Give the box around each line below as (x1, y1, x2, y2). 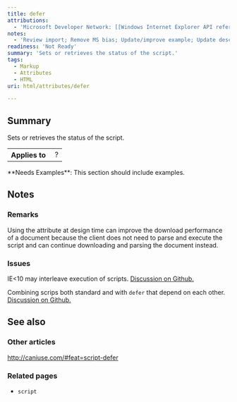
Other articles (7, 337, 56, 347)
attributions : (7, 17, 49, 24)
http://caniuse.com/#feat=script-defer (7, 353, 119, 362)
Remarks (7, 209, 39, 219)
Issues (7, 258, 31, 268)
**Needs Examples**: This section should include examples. (7, 169, 186, 177)
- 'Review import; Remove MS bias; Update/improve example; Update (13, 37, 217, 44)
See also (7, 316, 46, 328)
